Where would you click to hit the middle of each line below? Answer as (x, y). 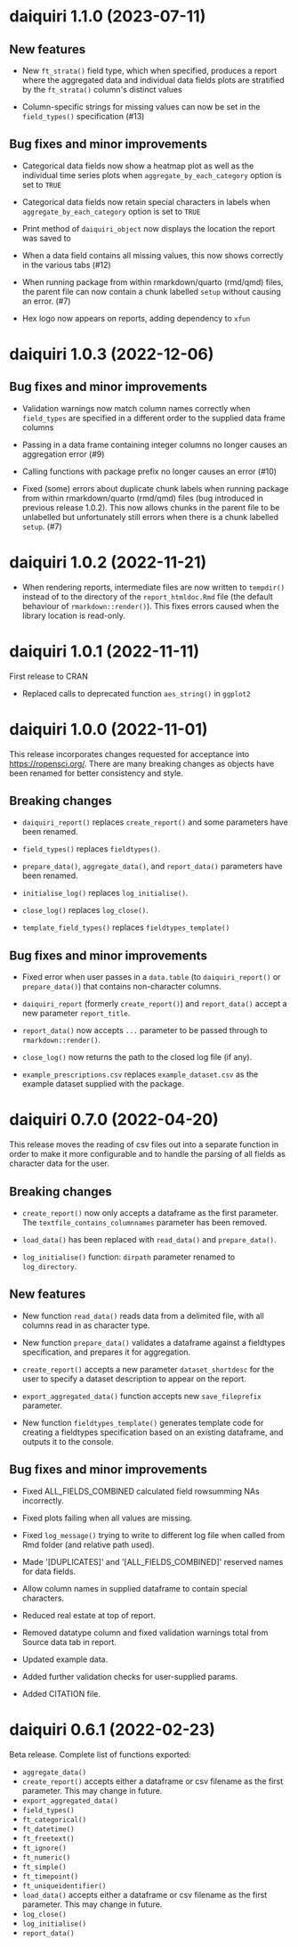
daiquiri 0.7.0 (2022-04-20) (114, 1120)
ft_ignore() (44, 1848)
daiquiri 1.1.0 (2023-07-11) (108, 16)
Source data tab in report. (69, 1642)
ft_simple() (44, 1867)
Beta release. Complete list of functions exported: (100, 1754)
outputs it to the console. (68, 1441)
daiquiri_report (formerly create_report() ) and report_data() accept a (154, 1004)
